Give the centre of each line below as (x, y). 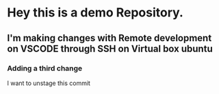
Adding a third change (45, 68)
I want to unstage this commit (49, 83)
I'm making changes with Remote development (109, 38)
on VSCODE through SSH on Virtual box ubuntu (110, 48)
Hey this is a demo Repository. (95, 13)
